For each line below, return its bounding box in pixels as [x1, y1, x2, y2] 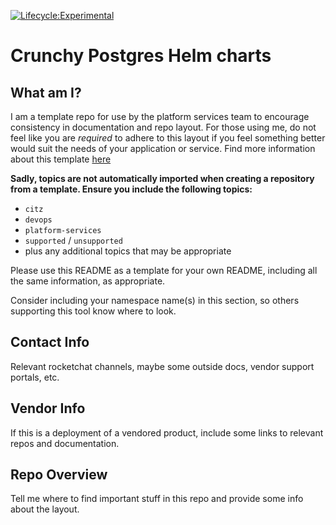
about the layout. [10, 503, 80, 515]
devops [24, 215, 53, 225]
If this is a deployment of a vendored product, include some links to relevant [10, 426, 324, 439]
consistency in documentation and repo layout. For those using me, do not [10, 121, 317, 133]
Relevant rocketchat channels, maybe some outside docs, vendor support [10, 360, 315, 372]
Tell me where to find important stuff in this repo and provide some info [10, 493, 304, 505]
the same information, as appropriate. [10, 275, 166, 287]
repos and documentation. [10, 437, 120, 449]
